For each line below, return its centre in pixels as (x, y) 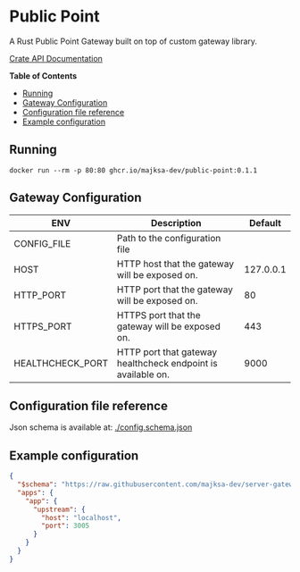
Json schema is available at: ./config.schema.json (101, 427)
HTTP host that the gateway (175, 264)
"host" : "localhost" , (82, 517)
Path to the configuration (169, 238)
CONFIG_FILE (42, 243)
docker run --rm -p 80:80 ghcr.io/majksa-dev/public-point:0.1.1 (133, 170)
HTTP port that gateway (167, 352)
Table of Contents (43, 76)
